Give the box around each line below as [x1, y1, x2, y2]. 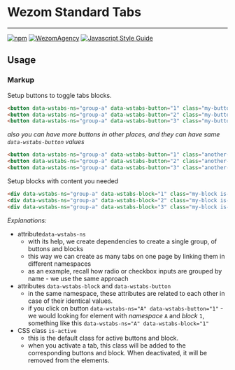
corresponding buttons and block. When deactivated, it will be [27, 348, 208, 357]
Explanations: [7, 216, 47, 225]
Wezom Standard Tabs [7, 4, 142, 20]
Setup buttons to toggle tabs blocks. [7, 91, 112, 99]
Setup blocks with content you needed [7, 176, 119, 185]
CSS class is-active [17, 326, 77, 334]
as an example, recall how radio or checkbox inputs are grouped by [27, 266, 222, 275]
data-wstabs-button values [7, 138, 85, 146]
